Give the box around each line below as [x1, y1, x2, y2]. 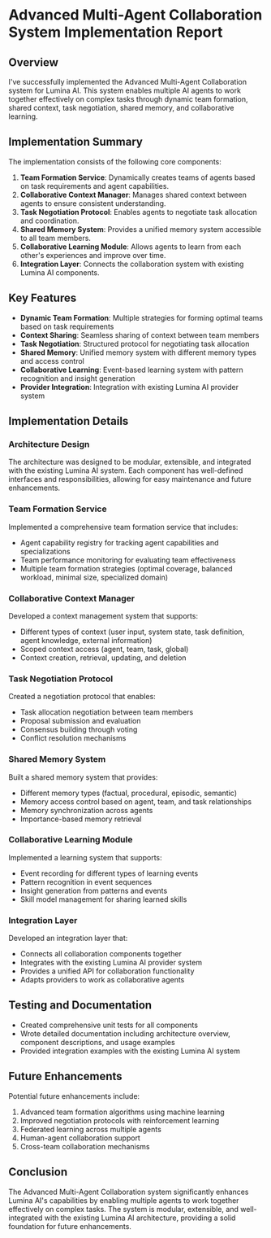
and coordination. [19, 216, 80, 225]
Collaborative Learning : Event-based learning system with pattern [19, 365, 243, 374]
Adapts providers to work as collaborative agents [19, 975, 185, 985]
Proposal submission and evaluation [19, 716, 141, 726]
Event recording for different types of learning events [19, 868, 199, 878]
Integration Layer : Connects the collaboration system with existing [19, 259, 244, 269]
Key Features [8, 291, 77, 305]
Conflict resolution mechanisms [19, 733, 127, 743]
